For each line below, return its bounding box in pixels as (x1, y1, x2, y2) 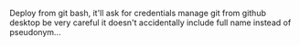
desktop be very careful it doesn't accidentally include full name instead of (9, 17, 292, 28)
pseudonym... (9, 27, 61, 37)
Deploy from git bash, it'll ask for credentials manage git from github (9, 8, 267, 18)
